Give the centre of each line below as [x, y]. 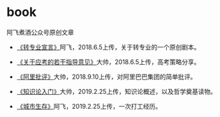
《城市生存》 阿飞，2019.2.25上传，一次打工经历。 [89, 106]
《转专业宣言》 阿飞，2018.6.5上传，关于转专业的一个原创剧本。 [108, 47]
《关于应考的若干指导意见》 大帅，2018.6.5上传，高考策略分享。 [108, 62]
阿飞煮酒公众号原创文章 [40, 32]
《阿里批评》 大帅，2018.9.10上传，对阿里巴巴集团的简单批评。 [107, 77]
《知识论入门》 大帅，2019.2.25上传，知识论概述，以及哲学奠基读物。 [117, 91]
